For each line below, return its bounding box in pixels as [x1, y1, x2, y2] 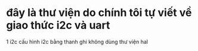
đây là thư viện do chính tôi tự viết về [6, 6, 192, 20]
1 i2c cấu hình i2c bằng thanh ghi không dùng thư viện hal [6, 38, 148, 45]
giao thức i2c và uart [6, 18, 110, 32]
